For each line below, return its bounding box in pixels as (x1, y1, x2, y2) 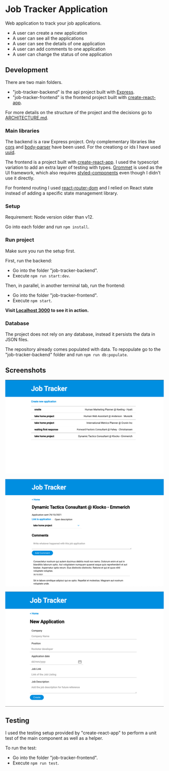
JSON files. (5, 336, 29, 342)
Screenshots (5, 366, 46, 375)
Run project (5, 236, 34, 243)
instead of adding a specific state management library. (5, 190, 118, 197)
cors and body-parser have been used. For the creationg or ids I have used (5, 144, 161, 150)
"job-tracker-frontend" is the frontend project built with (12, 94, 127, 100)
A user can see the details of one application (12, 40, 106, 46)
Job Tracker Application (5, 4, 108, 15)
